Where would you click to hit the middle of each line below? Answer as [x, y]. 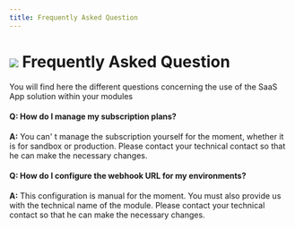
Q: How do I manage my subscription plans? [93, 116]
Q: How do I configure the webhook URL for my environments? [128, 176]
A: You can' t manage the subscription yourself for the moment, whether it [147, 136]
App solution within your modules [71, 96]
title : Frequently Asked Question [74, 17]
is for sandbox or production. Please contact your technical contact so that [147, 146]
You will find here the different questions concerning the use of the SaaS [143, 87]
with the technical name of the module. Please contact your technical [137, 205]
